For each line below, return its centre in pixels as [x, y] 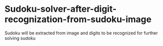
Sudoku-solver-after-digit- [61, 9]
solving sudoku [20, 38]
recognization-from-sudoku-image [78, 19]
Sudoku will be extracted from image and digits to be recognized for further [81, 33]
